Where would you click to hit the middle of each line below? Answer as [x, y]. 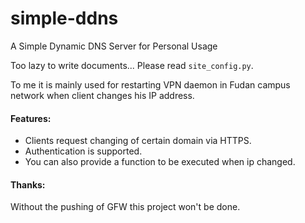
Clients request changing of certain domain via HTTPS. [138, 141]
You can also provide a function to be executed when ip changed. [160, 162]
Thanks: [28, 184]
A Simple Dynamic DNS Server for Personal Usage [114, 46]
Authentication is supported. [83, 151]
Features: [31, 118]
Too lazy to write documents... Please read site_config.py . [132, 65]
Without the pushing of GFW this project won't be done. [125, 207]
